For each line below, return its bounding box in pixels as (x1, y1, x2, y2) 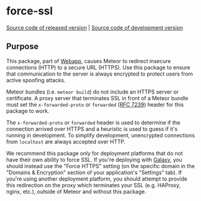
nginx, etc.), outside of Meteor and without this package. (6, 188, 146, 195)
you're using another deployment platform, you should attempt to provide (6, 175, 188, 182)
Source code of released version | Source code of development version (6, 24, 183, 31)
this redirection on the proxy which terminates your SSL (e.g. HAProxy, (6, 181, 181, 188)
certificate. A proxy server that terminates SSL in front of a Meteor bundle (6, 94, 188, 101)
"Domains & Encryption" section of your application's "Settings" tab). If (6, 169, 182, 176)
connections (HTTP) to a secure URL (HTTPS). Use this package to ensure (6, 64, 191, 71)
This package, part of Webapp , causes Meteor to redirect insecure (6, 57, 171, 64)
